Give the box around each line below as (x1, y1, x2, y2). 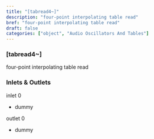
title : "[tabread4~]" (6, 8, 60, 15)
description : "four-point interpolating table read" (6, 14, 139, 20)
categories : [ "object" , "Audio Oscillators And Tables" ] (6, 31, 149, 37)
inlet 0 (6, 92, 22, 99)
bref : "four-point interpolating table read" (6, 20, 120, 25)
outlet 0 (6, 115, 25, 122)
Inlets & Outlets (6, 78, 51, 86)
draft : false (6, 25, 38, 31)
